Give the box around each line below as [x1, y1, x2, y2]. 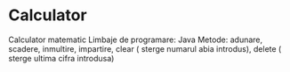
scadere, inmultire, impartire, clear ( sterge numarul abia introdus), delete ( [8, 43, 282, 54]
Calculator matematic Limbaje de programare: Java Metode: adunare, [8, 34, 263, 45]
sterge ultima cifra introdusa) [8, 53, 115, 63]
